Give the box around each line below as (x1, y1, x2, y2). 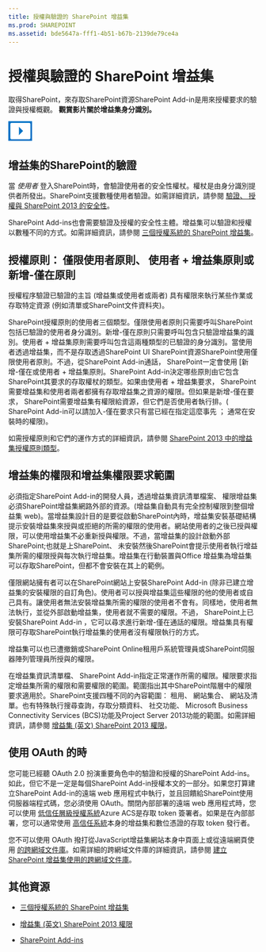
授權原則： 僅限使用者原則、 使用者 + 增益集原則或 (8, 253, 255, 267)
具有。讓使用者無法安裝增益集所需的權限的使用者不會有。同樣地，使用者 (14, 597, 251, 607)
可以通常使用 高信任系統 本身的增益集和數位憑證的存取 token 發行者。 (28, 818, 255, 827)
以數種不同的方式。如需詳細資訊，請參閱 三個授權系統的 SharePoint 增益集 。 (8, 228, 258, 237)
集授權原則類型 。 (8, 443, 64, 452)
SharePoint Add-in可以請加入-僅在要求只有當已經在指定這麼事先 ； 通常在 (8, 406, 249, 416)
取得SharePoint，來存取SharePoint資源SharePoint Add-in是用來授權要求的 (8, 95, 251, 105)
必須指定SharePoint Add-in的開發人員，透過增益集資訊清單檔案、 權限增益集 (8, 491, 257, 501)
